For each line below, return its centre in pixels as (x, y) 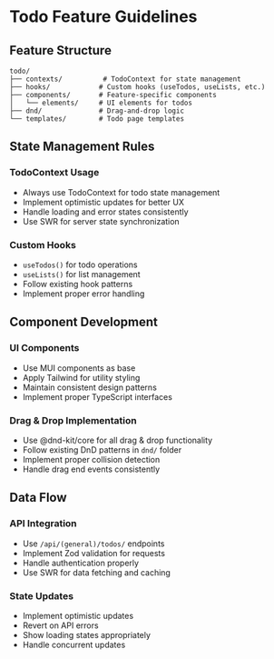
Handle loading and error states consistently (105, 212)
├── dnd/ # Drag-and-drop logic (97, 111)
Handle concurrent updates (74, 644)
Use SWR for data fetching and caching (96, 572)
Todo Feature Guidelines (103, 17)
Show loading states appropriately (87, 634)
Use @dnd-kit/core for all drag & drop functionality (117, 440)
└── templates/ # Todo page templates (97, 119)
